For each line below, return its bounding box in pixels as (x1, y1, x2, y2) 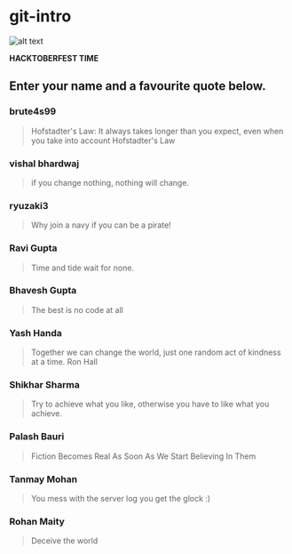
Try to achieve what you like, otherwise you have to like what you (30, 398, 270, 410)
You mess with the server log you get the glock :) (30, 494, 211, 503)
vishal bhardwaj (9, 157, 80, 170)
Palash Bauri (9, 430, 65, 443)
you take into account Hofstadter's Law (30, 135, 176, 146)
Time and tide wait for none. (30, 262, 135, 273)
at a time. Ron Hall (30, 357, 98, 367)
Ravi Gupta (9, 242, 58, 254)
